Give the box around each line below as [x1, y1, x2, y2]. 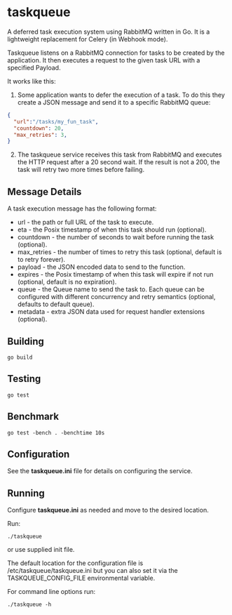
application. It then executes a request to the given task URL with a [7, 55, 200, 64]
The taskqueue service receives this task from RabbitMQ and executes [17, 150, 222, 159]
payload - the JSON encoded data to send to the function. [17, 263, 186, 271]
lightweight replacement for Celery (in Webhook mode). [7, 34, 168, 43]
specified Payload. [7, 63, 61, 72]
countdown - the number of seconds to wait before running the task [17, 233, 214, 242]
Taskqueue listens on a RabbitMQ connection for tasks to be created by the [7, 48, 225, 57]
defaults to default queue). [17, 300, 95, 309]
